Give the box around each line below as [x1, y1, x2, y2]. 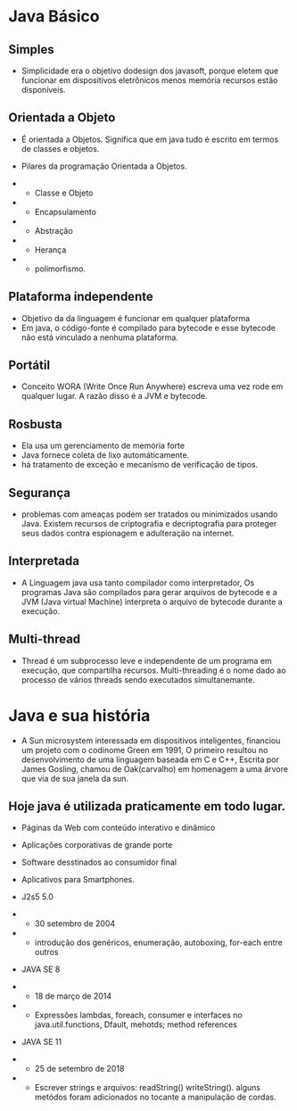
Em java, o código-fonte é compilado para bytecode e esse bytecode [21, 322, 276, 333]
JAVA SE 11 [21, 1037, 62, 1048]
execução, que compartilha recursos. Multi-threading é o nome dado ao [21, 665, 286, 676]
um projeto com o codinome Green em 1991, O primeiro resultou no [21, 744, 268, 755]
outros [34, 947, 59, 958]
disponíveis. [21, 85, 66, 95]
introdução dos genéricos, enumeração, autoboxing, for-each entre [34, 937, 283, 948]
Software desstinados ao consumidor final [21, 857, 177, 867]
